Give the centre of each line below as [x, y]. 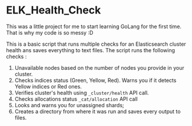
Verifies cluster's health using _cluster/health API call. [82, 93]
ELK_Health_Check [54, 10]
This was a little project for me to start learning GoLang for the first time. [94, 26]
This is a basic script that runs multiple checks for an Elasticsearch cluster [96, 44]
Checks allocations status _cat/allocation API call [76, 99]
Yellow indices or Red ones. [48, 86]
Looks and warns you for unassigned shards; [69, 105]
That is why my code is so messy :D [50, 32]
